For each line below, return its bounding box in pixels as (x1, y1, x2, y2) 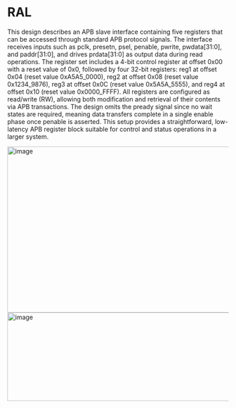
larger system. (7, 132, 49, 141)
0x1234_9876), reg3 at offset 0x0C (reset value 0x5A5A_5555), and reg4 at (7, 80, 225, 88)
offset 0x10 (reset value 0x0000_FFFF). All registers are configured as (7, 87, 211, 96)
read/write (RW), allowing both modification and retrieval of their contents (7, 94, 221, 103)
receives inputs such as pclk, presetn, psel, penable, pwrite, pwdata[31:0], (7, 42, 223, 51)
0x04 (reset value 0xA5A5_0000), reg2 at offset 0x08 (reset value (7, 72, 199, 81)
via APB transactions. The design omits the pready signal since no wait (7, 102, 213, 111)
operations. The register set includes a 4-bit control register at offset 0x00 (7, 57, 223, 66)
